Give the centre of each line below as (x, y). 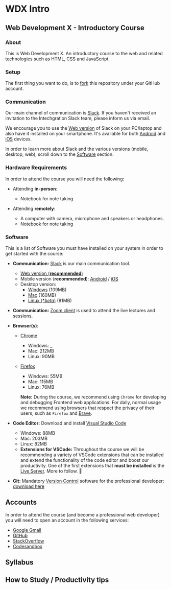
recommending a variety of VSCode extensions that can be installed (92, 455)
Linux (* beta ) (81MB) (50, 301)
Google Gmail (27, 530)
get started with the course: (34, 254)
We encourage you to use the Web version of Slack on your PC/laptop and (83, 128)
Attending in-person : (35, 189)
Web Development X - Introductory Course (75, 28)
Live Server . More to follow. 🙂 (51, 471)
